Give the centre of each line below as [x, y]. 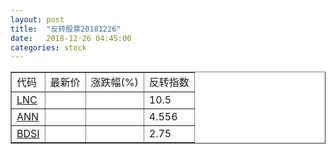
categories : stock [48, 47]
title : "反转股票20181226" [66, 29]
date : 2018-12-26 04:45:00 [71, 38]
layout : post [37, 19]
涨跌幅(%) [114, 83]
